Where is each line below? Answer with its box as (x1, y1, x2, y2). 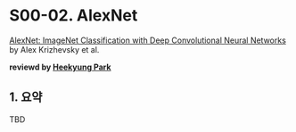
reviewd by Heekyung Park (9, 62, 111, 72)
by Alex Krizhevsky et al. (9, 44, 100, 54)
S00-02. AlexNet (9, 5, 138, 26)
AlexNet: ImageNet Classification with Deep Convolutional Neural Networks (9, 35, 287, 45)
